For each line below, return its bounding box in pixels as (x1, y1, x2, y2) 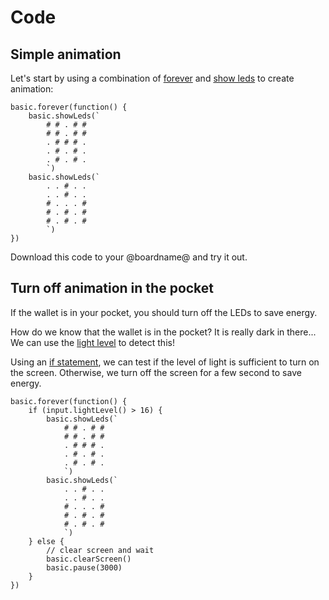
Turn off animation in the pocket (10, 280, 215, 297)
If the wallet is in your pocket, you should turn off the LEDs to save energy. (10, 306, 318, 318)
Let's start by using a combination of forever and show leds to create (10, 72, 295, 84)
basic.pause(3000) (46, 562, 123, 573)
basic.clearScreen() (46, 554, 132, 564)
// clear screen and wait (46, 545, 155, 555)
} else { (28, 536, 65, 546)
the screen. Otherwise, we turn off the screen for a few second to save (10, 366, 302, 378)
